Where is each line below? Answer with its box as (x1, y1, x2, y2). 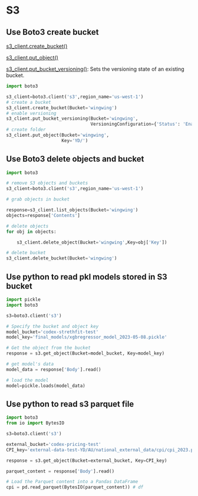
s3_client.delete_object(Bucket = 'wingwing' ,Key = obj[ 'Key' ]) (16, 239, 167, 245)
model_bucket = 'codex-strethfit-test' (6, 329, 99, 335)
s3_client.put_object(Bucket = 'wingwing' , (6, 132, 110, 138)
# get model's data (6, 361, 54, 367)
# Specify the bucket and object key (6, 323, 99, 329)
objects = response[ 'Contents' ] (6, 212, 81, 218)
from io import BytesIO (6, 420, 65, 426)
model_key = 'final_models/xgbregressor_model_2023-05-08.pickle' (6, 334, 167, 340)
